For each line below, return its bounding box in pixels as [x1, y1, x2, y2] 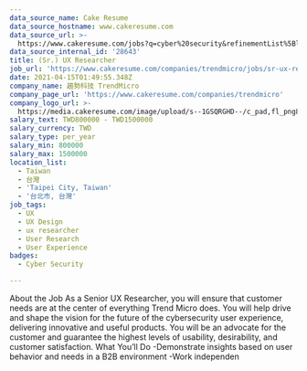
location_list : [9, 157, 68, 167]
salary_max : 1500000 [9, 149, 89, 158]
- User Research [17, 234, 79, 243]
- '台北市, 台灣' [17, 192, 77, 201]
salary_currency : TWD [9, 124, 92, 133]
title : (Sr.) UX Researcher [9, 56, 117, 65]
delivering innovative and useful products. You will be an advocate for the [9, 322, 286, 333]
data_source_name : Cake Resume [9, 13, 129, 23]
